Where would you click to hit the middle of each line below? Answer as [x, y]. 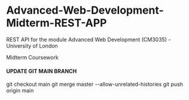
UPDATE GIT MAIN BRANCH [42, 71]
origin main [20, 90]
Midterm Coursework [32, 57]
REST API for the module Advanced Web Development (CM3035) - [89, 39]
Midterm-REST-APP [57, 23]
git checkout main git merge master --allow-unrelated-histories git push [95, 85]
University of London [32, 46]
